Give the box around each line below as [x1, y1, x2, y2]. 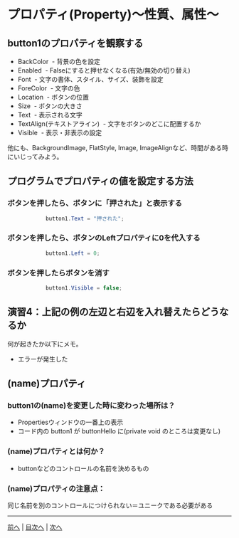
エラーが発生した [17, 354, 68, 363]
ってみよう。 [26, 152, 63, 161]
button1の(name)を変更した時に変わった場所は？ [7, 401, 176, 411]
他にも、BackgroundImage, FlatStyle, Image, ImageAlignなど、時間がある [7, 144, 223, 152]
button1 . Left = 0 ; [45, 250, 100, 257]
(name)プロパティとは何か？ [7, 446, 105, 456]
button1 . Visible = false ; [45, 285, 122, 292]
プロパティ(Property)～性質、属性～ [7, 6, 219, 23]
